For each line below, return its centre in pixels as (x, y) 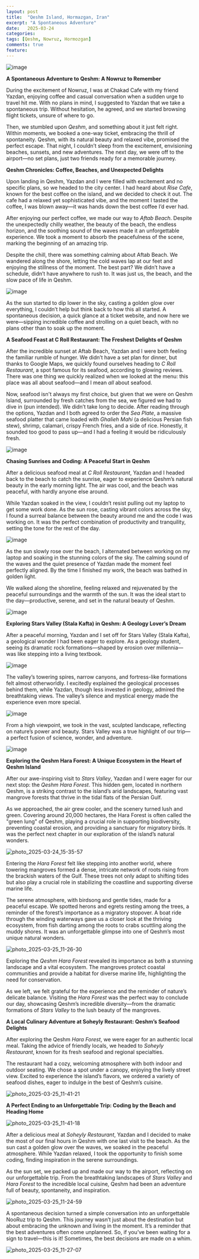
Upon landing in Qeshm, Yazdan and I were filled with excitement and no (94, 181)
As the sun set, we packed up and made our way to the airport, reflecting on (99, 1171)
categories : (21, 34)
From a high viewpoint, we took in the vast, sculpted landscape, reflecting (96, 725)
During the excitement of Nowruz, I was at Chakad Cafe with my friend (92, 90)
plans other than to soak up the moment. (56, 328)
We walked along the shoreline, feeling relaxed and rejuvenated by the (92, 588)
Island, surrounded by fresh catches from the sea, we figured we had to (94, 400)
